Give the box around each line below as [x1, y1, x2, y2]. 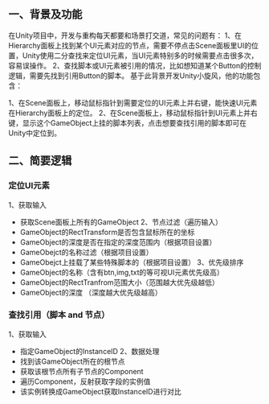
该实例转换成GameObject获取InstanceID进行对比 [19, 386, 182, 396]
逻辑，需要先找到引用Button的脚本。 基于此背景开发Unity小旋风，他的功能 [8, 71, 254, 80]
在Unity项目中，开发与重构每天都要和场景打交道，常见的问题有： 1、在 [8, 31, 243, 40]
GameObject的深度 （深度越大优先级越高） [19, 287, 162, 297]
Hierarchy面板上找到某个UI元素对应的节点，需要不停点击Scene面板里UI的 [8, 40, 251, 50]
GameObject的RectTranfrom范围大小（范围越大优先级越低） [19, 277, 219, 287]
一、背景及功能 [8, 7, 83, 22]
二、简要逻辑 [8, 154, 72, 167]
